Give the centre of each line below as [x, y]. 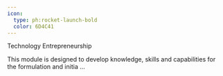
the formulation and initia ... [46, 67]
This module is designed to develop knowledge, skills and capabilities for [111, 59]
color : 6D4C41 [34, 26]
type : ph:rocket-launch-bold [55, 20]
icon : [15, 13]
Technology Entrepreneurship [50, 46]
